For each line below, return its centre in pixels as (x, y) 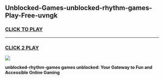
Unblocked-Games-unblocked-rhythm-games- (79, 8)
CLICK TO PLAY (24, 30)
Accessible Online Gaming (32, 72)
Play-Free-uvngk (31, 16)
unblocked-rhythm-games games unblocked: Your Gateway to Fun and (79, 67)
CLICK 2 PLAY (22, 48)
